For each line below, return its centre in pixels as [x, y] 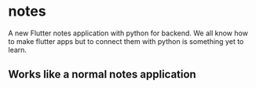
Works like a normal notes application [102, 74]
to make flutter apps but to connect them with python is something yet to [126, 41]
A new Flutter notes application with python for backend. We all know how [128, 33]
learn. [18, 49]
